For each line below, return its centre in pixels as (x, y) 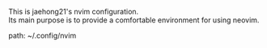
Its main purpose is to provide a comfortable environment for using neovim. (134, 20)
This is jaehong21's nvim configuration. (74, 12)
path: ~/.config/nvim (42, 36)
